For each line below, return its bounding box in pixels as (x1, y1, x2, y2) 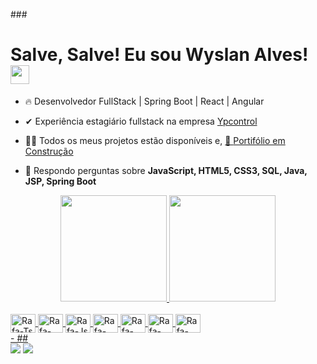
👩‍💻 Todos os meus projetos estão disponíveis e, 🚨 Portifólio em (24, 134, 286, 146)
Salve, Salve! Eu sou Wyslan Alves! (10, 44, 309, 66)
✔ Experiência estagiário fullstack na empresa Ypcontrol (24, 115, 258, 127)
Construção (24, 145, 74, 157)
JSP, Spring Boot (24, 175, 97, 187)
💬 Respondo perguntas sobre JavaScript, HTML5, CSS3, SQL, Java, (24, 164, 308, 176)
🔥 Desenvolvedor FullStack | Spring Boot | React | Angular (24, 95, 265, 107)
